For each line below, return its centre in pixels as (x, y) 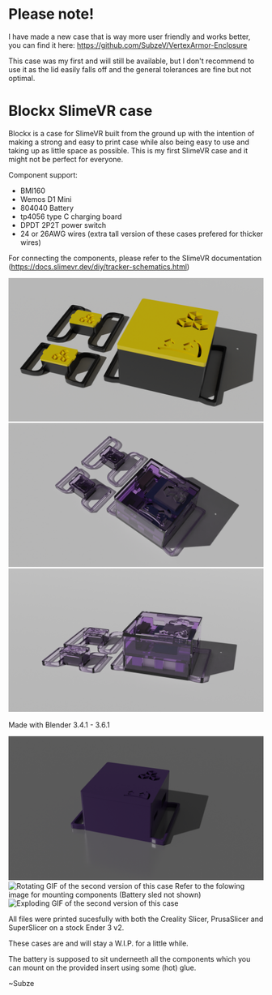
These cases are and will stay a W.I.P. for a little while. (98, 943)
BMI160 (33, 191)
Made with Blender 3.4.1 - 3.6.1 (59, 725)
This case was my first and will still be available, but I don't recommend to (132, 61)
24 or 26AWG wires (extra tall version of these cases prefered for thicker (142, 234)
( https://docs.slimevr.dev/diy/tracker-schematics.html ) (99, 266)
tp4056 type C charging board (71, 217)
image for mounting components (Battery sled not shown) (105, 894)
